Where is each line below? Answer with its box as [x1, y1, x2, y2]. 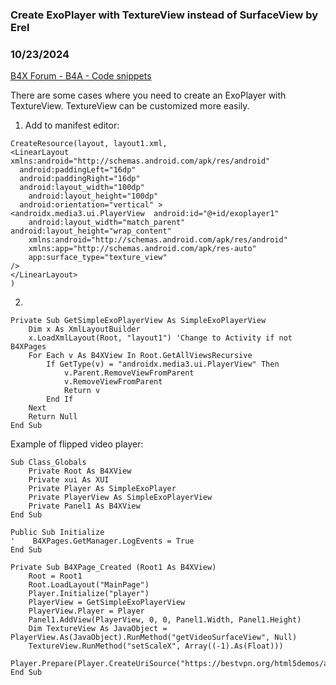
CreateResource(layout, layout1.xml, [10, 139, 168, 149]
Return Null [28, 412, 78, 422]
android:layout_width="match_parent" [28, 218, 186, 228]
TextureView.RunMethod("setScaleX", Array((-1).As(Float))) [28, 641, 284, 652]
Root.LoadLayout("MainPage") [28, 580, 150, 590]
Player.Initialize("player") [28, 589, 150, 599]
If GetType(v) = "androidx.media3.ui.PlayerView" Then [46, 359, 280, 370]
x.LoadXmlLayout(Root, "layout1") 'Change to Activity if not [28, 333, 293, 343]
